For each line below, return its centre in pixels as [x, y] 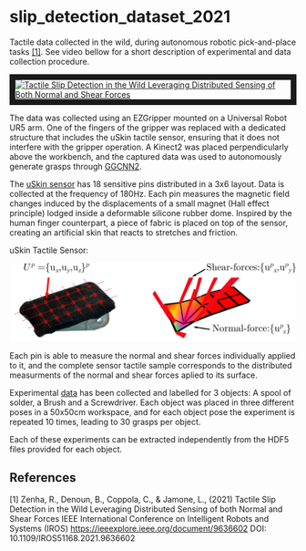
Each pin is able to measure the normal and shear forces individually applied [153, 355]
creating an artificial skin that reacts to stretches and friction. [124, 232]
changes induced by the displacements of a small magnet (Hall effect [140, 203]
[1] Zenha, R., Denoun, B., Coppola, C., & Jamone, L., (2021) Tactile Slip [143, 500]
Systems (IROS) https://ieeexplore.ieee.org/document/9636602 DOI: [138, 529]
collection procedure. [50, 61]
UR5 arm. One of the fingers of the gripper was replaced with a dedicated [148, 127]
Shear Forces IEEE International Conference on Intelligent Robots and [139, 519]
